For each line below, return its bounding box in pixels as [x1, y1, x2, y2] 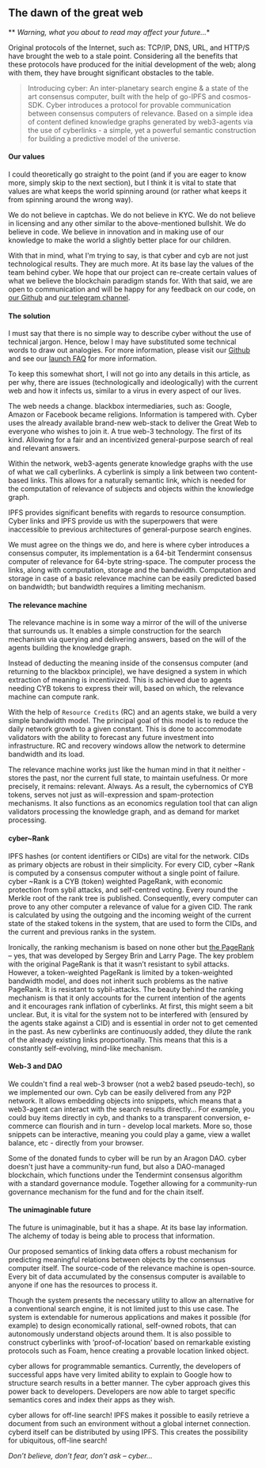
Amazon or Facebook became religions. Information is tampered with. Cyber [8, 410, 257, 419]
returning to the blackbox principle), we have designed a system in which [8, 667, 247, 677]
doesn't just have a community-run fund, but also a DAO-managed [8, 1161, 226, 1171]
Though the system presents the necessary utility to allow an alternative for [8, 1295, 255, 1306]
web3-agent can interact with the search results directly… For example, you [8, 1104, 255, 1114]
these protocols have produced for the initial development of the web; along [8, 59, 256, 69]
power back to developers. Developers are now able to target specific [8, 1386, 236, 1397]
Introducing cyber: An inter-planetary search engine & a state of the [27, 83, 249, 93]
